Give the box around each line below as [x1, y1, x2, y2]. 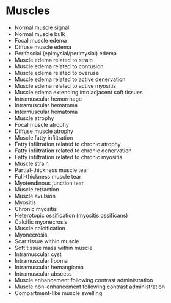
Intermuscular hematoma [14, 108, 78, 115]
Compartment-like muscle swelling [14, 289, 103, 296]
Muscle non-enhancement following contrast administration [14, 283, 166, 290]
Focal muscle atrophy [14, 121, 70, 128]
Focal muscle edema [14, 37, 67, 44]
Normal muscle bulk [14, 30, 65, 37]
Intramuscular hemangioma [14, 263, 84, 271]
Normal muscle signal [14, 24, 70, 31]
